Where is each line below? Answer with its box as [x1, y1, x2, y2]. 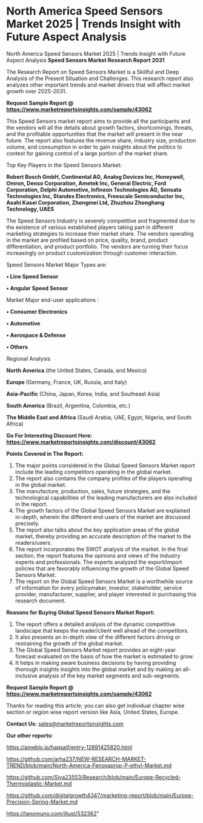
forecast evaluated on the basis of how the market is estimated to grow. [15, 653, 194, 660]
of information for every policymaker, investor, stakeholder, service [15, 584, 182, 591]
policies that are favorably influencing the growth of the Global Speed [15, 565, 189, 572]
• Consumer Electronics [6, 308, 68, 315]
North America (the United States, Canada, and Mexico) [6, 367, 147, 374]
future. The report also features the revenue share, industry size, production [6, 136, 197, 144]
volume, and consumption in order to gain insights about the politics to [6, 143, 182, 150]
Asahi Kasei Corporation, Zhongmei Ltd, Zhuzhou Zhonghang [6, 199, 165, 206]
